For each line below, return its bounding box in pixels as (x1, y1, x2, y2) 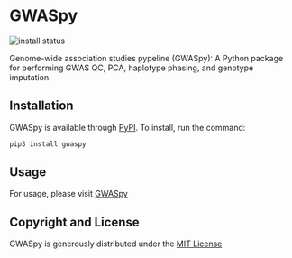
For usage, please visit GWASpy (9, 189, 128, 199)
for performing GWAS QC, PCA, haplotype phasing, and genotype (9, 62, 254, 73)
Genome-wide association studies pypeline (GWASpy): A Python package (9, 52, 284, 63)
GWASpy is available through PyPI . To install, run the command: (9, 122, 246, 133)
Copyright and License (9, 214, 140, 230)
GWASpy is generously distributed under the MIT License (9, 238, 223, 249)
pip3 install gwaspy (9, 139, 87, 149)
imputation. (9, 71, 51, 82)
